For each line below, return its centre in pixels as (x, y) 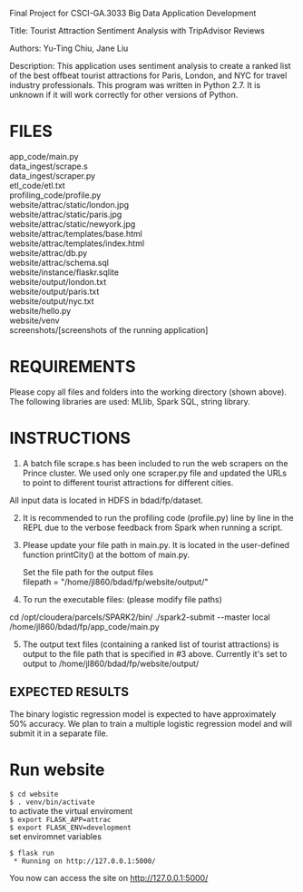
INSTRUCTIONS (70, 438)
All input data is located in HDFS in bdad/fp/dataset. (107, 500)
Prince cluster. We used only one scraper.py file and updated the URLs (155, 473)
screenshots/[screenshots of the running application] (109, 329)
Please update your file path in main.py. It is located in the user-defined (156, 544)
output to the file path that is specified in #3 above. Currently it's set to (155, 653)
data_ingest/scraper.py (53, 175)
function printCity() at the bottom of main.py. (106, 554)
